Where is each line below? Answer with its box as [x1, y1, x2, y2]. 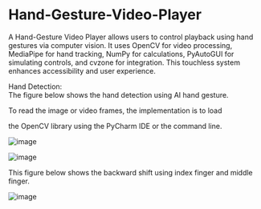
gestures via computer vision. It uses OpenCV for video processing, [8, 40, 233, 50]
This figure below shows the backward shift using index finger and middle [8, 167, 253, 177]
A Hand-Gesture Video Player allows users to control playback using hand [8, 32, 254, 42]
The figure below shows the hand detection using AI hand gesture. [8, 90, 229, 99]
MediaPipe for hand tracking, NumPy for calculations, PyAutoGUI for [8, 49, 234, 58]
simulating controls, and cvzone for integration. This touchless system [8, 58, 241, 67]
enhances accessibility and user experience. [8, 66, 157, 75]
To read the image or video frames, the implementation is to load [8, 106, 222, 115]
